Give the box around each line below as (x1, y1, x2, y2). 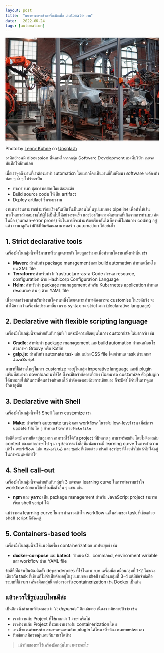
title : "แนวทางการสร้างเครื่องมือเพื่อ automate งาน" (5, 13, 93, 18)
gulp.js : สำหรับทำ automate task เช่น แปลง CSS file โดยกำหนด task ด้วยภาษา (12, 351, 152, 357)
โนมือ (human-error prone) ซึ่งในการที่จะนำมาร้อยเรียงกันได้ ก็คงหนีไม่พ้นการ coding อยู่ (5, 217, 157, 223)
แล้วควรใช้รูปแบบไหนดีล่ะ (5, 593, 66, 601)
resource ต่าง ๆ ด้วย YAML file (12, 288, 69, 293)
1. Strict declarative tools (5, 237, 82, 246)
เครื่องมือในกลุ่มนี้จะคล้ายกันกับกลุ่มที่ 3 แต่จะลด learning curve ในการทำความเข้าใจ (5, 479, 144, 485)
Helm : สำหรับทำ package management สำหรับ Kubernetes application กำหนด (12, 282, 159, 288)
